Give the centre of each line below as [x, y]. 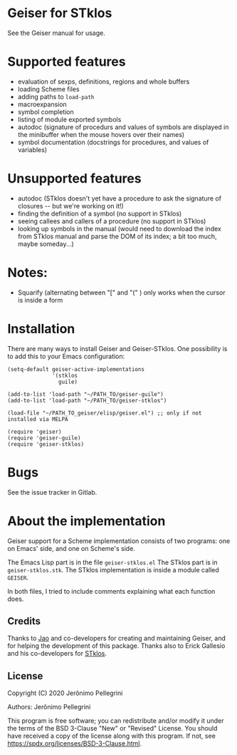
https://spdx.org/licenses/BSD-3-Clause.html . [75, 744]
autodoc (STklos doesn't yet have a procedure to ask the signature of [120, 198]
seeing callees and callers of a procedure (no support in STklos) [112, 221]
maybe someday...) [46, 243]
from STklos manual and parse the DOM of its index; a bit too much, [117, 236]
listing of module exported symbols [69, 119]
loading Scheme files [48, 89]
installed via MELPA [38, 419]
